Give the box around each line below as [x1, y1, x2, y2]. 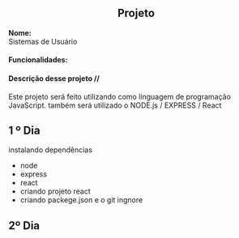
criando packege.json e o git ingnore [19, 195, 143, 205]
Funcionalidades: [8, 55, 68, 65]
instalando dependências [8, 145, 93, 155]
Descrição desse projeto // [8, 74, 100, 83]
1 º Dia [8, 124, 41, 137]
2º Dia [8, 219, 41, 232]
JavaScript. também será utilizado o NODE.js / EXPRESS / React [8, 100, 222, 110]
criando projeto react [19, 186, 91, 197]
